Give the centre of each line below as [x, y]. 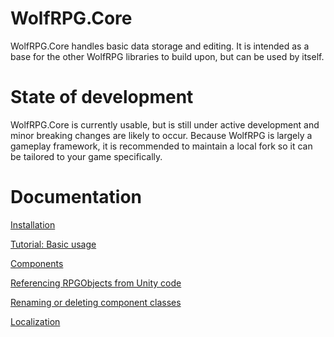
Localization [35, 321]
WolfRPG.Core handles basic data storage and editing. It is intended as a [160, 46]
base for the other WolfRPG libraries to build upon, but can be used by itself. [167, 56]
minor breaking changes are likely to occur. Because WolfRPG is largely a [161, 135]
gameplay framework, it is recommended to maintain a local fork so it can [161, 146]
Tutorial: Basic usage [53, 244]
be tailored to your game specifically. [86, 156]
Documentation [76, 197]
